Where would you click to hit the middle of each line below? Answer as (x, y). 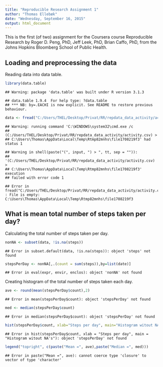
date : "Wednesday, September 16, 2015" (45, 19)
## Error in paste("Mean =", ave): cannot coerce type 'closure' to (76, 356)
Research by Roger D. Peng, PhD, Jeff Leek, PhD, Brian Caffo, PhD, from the (81, 42)
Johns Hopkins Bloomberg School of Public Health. (56, 47)
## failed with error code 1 (34, 178)
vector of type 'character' (33, 360)
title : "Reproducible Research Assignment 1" (52, 10)
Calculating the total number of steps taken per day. (57, 233)
